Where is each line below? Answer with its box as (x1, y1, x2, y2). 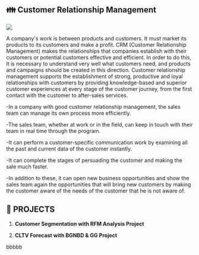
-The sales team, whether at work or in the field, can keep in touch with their (6, 121, 193, 128)
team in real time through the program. (6, 127, 101, 134)
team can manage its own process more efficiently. (6, 109, 132, 117)
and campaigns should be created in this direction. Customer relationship (6, 66, 186, 73)
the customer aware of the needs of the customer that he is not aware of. (6, 187, 185, 194)
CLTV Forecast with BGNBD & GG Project (14, 231, 118, 239)
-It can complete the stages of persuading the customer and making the (6, 156, 182, 163)
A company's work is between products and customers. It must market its (6, 34, 187, 42)
